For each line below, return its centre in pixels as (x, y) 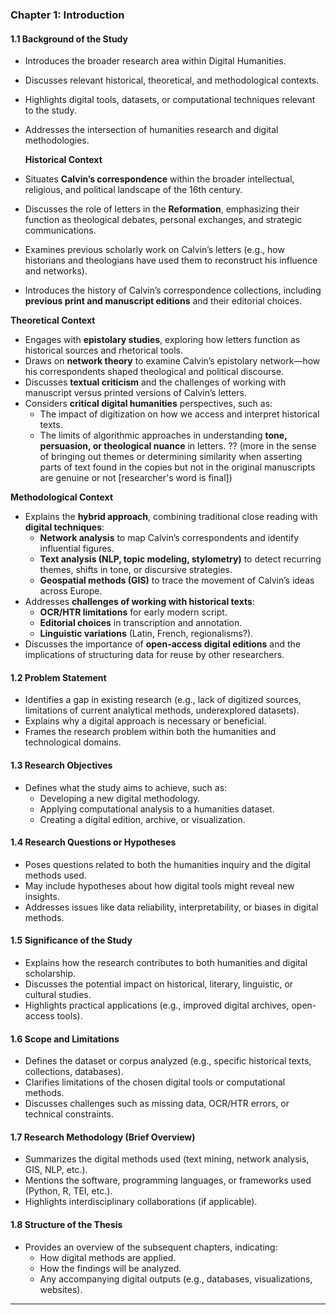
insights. (42, 896)
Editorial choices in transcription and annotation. (141, 623)
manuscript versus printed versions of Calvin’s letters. (135, 393)
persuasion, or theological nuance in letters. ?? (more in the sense (178, 446)
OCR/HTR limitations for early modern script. (133, 612)
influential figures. (77, 549)
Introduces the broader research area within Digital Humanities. (155, 61)
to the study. (50, 110)
